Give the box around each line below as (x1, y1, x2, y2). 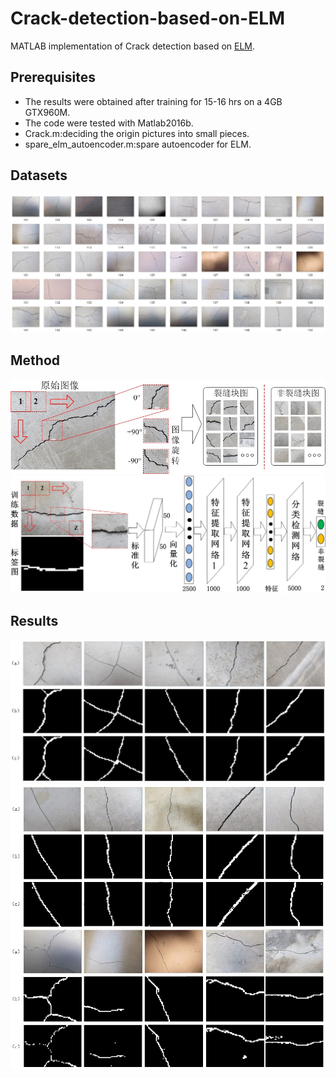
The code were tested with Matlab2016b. (24, 117, 194, 129)
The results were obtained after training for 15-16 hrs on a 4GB (24, 95, 283, 107)
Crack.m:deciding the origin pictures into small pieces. (24, 127, 250, 139)
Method (10, 352, 61, 369)
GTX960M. (24, 106, 71, 118)
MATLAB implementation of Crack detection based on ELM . (10, 40, 256, 52)
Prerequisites (10, 69, 96, 86)
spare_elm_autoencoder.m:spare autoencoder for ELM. (24, 138, 252, 150)
